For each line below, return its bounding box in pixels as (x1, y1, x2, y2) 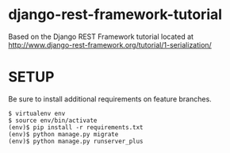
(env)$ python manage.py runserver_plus (8, 137, 144, 145)
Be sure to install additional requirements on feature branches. (8, 94, 212, 104)
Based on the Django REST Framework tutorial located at (8, 32, 194, 41)
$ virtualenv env (8, 109, 66, 117)
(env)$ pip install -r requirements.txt (8, 123, 144, 132)
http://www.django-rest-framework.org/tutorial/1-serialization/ (8, 40, 212, 49)
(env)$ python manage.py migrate (8, 130, 119, 138)
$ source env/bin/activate (8, 117, 98, 124)
